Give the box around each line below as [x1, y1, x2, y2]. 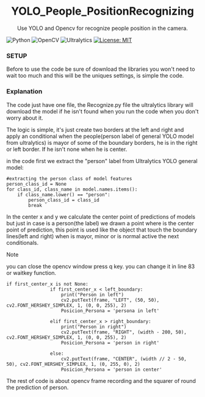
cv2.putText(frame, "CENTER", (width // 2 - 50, [60, 355, 187, 362]
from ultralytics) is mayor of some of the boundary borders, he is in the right [6, 139, 198, 146]
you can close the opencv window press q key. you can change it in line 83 [6, 263, 195, 270]
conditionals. [6, 239, 38, 246]
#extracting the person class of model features [6, 175, 132, 181]
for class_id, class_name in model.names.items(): [6, 186, 138, 192]
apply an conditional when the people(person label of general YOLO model [6, 133, 194, 140]
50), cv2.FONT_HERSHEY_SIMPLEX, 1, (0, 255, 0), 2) [6, 361, 140, 367]
